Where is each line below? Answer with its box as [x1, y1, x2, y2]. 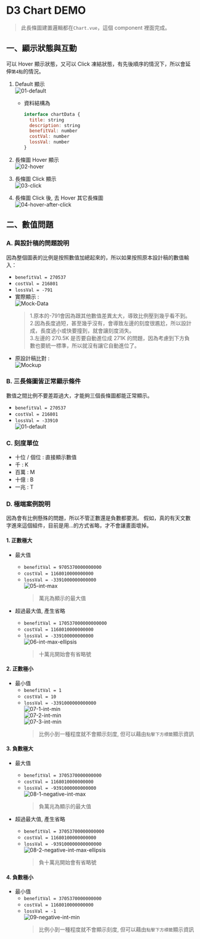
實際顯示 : [14, 293, 39, 300]
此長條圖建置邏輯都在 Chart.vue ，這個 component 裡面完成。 [20, 24, 171, 31]
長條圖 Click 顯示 [14, 175, 57, 182]
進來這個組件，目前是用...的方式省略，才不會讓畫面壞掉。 [11, 522, 152, 529]
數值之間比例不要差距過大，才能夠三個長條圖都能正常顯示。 [6, 392, 153, 399]
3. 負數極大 [6, 745, 34, 752]
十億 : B [14, 476, 34, 484]
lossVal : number [29, 139, 70, 145]
